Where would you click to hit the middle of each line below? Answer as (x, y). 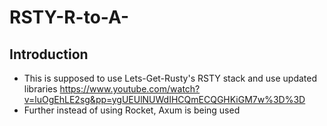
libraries (40, 89)
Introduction (49, 54)
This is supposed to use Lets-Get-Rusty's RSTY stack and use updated (170, 78)
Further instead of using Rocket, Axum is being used (132, 110)
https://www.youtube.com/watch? (130, 89)
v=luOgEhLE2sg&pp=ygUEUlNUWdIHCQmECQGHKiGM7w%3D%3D (164, 99)
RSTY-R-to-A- (69, 17)
